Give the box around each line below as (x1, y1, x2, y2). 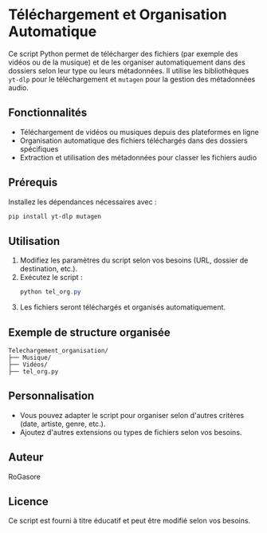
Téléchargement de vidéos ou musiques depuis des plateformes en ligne (19, 127, 259, 136)
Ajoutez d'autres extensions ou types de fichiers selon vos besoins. (19, 427, 242, 436)
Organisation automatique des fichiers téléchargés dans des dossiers (19, 136, 249, 145)
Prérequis (8, 176, 58, 189)
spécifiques (19, 144, 59, 153)
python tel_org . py (19, 288, 81, 296)
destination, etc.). (19, 264, 78, 274)
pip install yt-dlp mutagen (8, 212, 102, 220)
